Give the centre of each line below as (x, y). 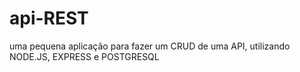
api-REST (49, 18)
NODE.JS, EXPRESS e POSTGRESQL (84, 56)
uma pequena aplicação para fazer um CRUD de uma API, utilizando (150, 46)
